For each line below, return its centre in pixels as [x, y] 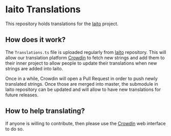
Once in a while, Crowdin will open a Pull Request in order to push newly [81, 79]
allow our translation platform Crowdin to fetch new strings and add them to [85, 57]
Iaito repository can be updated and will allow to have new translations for [83, 89]
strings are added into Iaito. [34, 68]
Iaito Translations [43, 9]
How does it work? [36, 40]
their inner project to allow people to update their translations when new [81, 63]
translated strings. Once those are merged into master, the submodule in [82, 84]
